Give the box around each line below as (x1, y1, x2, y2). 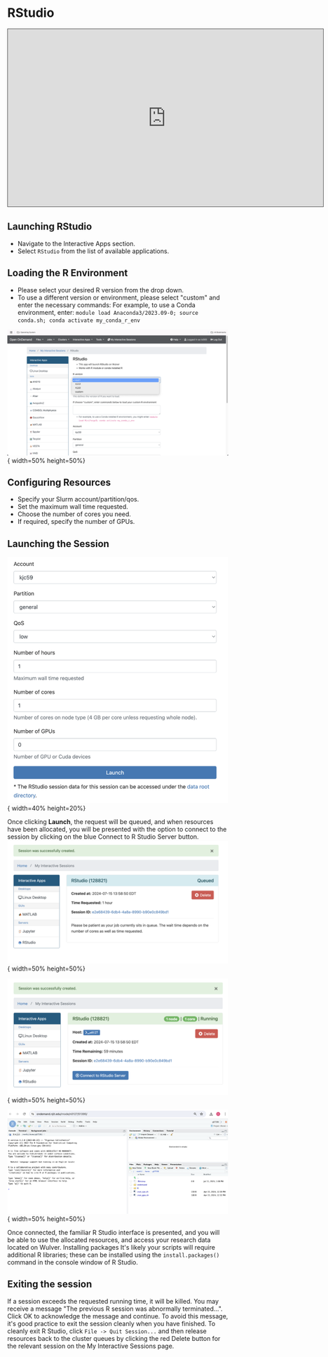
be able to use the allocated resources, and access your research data (7, 1236, 211, 1244)
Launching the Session (7, 538, 110, 550)
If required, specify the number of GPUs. (17, 518, 135, 526)
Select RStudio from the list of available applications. (17, 247, 170, 255)
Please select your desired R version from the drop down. (17, 285, 184, 294)
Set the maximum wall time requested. (17, 503, 128, 511)
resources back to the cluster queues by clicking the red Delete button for (7, 1334, 221, 1342)
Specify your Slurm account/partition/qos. (17, 495, 139, 504)
